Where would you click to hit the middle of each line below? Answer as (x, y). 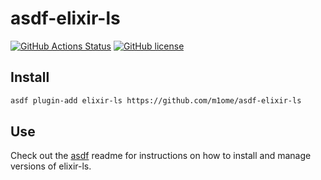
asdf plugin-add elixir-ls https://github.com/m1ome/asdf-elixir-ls (156, 100)
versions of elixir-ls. (51, 166)
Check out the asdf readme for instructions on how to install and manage (161, 156)
